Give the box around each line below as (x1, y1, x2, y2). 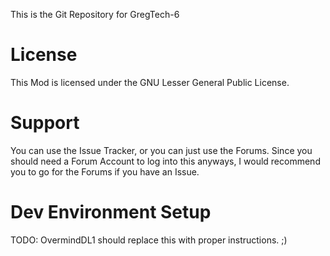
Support (10, 112, 80, 134)
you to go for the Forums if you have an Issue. (10, 165, 200, 178)
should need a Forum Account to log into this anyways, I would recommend (10, 155, 321, 167)
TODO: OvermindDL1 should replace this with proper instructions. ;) (10, 234, 288, 246)
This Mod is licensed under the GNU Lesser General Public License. (10, 76, 290, 88)
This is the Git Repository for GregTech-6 (10, 9, 180, 20)
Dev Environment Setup (10, 201, 212, 224)
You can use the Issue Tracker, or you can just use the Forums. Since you (10, 144, 313, 156)
